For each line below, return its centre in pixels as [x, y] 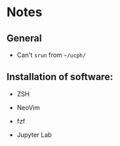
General [25, 38]
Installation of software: [60, 77]
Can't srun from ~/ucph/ [51, 55]
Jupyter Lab [34, 135]
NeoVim [28, 107]
